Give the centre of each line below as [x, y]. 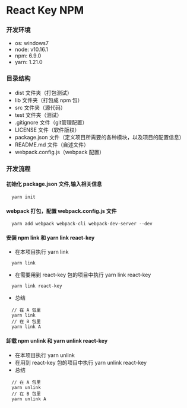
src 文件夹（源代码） [40, 107]
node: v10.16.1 [31, 50]
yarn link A [26, 327]
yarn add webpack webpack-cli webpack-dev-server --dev [82, 224]
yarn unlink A [29, 399]
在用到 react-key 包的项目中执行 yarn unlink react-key [81, 362]
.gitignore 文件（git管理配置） [51, 122]
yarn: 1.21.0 [28, 62]
